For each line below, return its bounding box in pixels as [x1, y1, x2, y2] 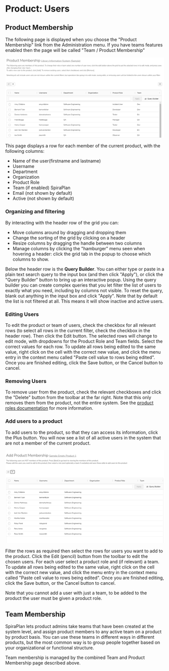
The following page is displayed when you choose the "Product [5, 36, 137, 42]
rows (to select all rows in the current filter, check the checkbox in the [5, 327, 150, 333]
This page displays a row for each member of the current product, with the [5, 143, 160, 149]
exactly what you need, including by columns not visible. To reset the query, [5, 287, 163, 293]
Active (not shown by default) [12, 195, 75, 202]
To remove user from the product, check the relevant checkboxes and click [5, 389, 161, 395]
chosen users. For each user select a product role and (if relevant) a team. [5, 558, 160, 565]
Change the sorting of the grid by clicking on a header [12, 235, 126, 241]
